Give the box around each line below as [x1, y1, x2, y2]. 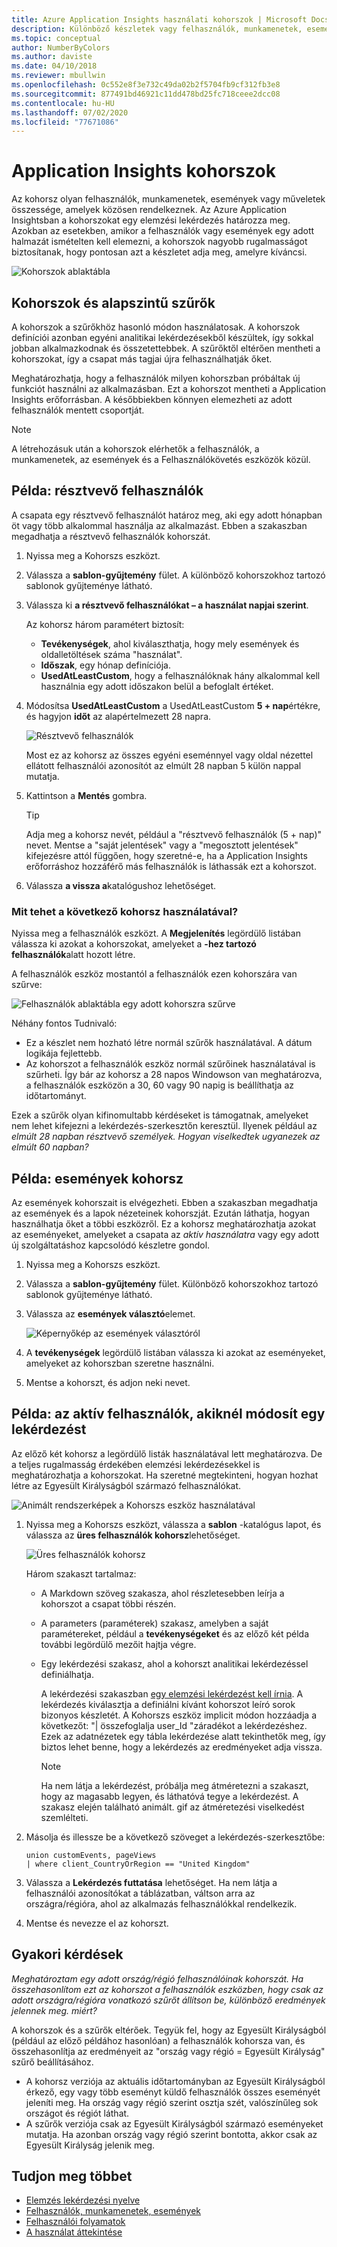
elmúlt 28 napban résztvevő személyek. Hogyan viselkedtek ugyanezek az [11, 1131, 321, 1143]
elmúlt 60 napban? [11, 1141, 89, 1153]
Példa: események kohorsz [11, 1170, 184, 1187]
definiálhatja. [40, 1668, 94, 1680]
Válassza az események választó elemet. [25, 1307, 196, 1320]
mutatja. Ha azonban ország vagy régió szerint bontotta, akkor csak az [25, 2128, 318, 2140]
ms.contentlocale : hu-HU [11, 98, 115, 108]
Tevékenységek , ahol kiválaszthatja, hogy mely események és [40, 637, 300, 650]
